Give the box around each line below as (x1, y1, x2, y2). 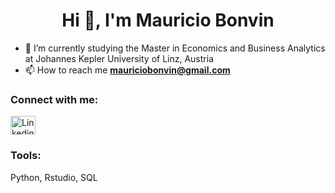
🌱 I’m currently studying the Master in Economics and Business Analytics (24, 42, 326, 54)
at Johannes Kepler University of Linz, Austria (24, 52, 214, 64)
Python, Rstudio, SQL (10, 171, 98, 183)
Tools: (10, 149, 42, 163)
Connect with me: (10, 92, 99, 106)
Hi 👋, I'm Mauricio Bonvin (61, 9, 275, 32)
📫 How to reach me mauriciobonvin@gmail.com (24, 64, 231, 76)
